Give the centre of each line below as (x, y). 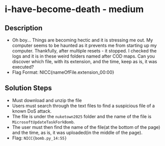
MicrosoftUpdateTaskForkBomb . (44, 122)
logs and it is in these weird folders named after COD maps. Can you (84, 56)
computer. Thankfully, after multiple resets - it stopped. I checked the (84, 51)
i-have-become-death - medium (74, 9)
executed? (23, 67)
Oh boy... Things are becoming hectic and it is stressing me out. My (82, 40)
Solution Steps (28, 88)
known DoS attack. (32, 111)
